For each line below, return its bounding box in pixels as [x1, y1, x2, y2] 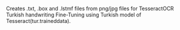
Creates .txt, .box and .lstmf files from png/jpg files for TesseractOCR [6, 5, 174, 12]
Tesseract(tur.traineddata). [6, 18, 71, 24]
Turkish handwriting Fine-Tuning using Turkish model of [6, 11, 142, 18]
